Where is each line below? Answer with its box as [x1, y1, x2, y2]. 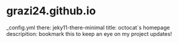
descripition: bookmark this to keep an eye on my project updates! [6, 30, 172, 37]
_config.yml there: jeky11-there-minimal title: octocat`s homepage [6, 24, 170, 31]
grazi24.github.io [6, 4, 96, 18]
